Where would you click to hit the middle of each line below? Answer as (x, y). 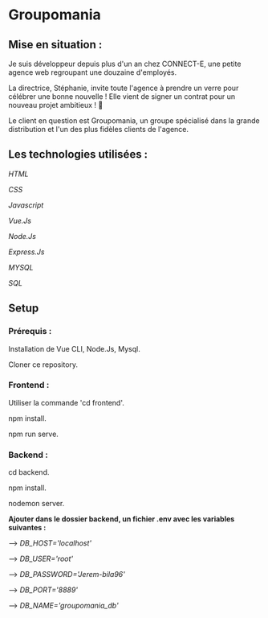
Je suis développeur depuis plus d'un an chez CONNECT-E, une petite (125, 64)
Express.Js (26, 252)
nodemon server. (37, 504)
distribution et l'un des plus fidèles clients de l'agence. (99, 129)
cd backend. (29, 472)
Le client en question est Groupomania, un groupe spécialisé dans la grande (134, 121)
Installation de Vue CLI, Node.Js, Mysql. (74, 348)
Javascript (26, 205)
